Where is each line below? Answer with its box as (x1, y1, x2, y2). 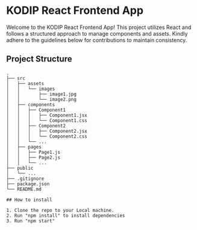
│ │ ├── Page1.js (6, 149, 61, 155)
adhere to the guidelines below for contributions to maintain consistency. (6, 36, 187, 43)
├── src (6, 75, 26, 81)
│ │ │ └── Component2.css (6, 133, 87, 139)
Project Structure (6, 54, 72, 64)
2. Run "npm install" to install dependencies (6, 212, 125, 219)
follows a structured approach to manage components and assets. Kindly (6, 30, 188, 37)
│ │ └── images (6, 86, 55, 92)
